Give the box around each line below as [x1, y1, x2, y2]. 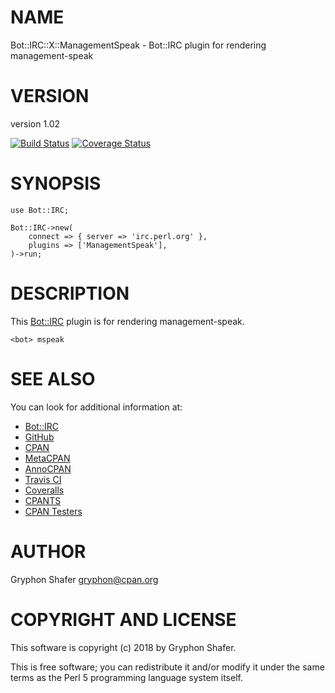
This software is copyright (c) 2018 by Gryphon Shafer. [10, 641, 237, 653]
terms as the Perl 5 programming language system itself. [10, 671, 243, 683]
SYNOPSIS [10, 172, 102, 195]
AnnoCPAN [24, 462, 72, 475]
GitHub [24, 431, 55, 443]
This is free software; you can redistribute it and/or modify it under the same [10, 661, 325, 673]
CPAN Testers [24, 505, 83, 517]
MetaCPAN [24, 452, 71, 464]
